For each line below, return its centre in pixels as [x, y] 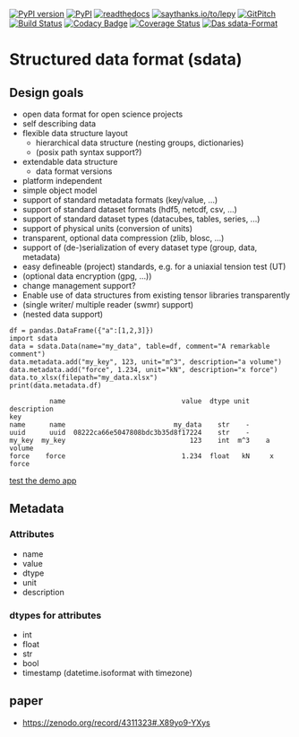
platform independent [62, 181]
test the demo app [43, 481]
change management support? [79, 286]
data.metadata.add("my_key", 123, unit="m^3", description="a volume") [145, 362]
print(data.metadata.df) [56, 386]
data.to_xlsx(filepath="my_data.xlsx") [84, 377]
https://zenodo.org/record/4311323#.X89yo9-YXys [116, 723]
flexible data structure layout [75, 133]
